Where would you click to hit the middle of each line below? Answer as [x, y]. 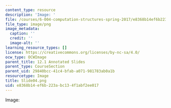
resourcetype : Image [27, 76]
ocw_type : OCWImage [26, 57]
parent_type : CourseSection [35, 66]
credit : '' [21, 39]
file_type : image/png [28, 24]
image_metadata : [22, 29]
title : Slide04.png [26, 81]
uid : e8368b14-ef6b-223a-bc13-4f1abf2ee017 [52, 85]
